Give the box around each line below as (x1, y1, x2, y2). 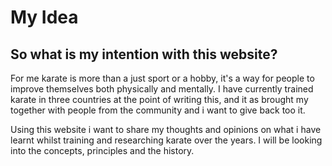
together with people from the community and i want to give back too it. (10, 104, 306, 116)
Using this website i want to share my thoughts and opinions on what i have (10, 124, 322, 135)
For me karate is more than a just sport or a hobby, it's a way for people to (10, 72, 315, 84)
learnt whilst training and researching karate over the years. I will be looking (10, 134, 323, 146)
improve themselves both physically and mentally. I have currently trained (10, 83, 314, 95)
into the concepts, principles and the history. (10, 145, 195, 156)
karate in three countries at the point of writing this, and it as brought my (10, 94, 309, 105)
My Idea (10, 6, 79, 29)
